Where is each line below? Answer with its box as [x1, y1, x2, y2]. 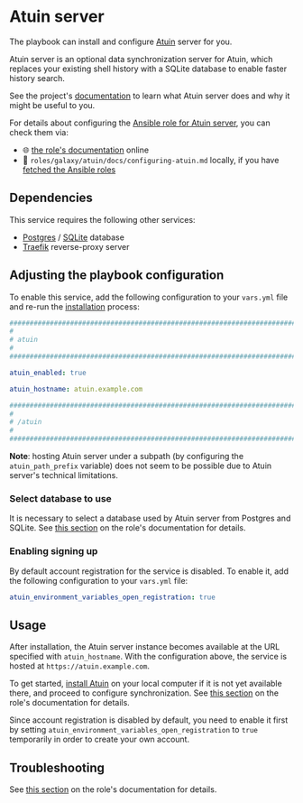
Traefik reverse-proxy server [22, 241, 130, 252]
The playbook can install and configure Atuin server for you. [9, 36, 233, 47]
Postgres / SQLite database [22, 232, 124, 243]
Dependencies [9, 190, 93, 206]
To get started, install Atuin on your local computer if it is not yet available [9, 678, 282, 689]
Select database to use [9, 492, 113, 504]
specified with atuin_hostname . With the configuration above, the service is [9, 651, 287, 662]
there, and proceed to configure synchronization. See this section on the [9, 688, 280, 698]
